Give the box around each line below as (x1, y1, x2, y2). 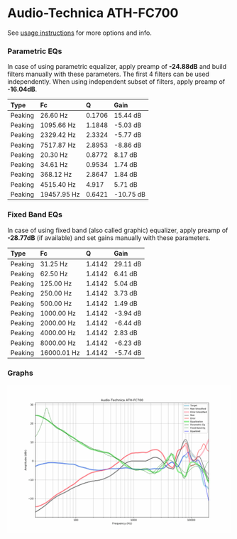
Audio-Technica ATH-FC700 (7, 5, 179, 21)
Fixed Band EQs (7, 209, 62, 219)
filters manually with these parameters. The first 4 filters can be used (7, 70, 209, 79)
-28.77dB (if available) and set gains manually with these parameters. (7, 233, 211, 242)
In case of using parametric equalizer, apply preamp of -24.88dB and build (7, 62, 227, 71)
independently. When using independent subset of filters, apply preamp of (7, 77, 226, 86)
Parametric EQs (7, 46, 62, 56)
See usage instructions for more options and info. (7, 28, 153, 37)
